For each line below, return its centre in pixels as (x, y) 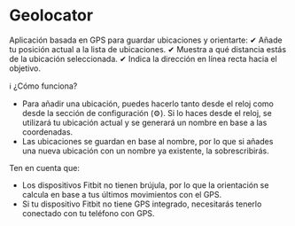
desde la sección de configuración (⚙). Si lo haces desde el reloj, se (147, 113)
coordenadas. (47, 132)
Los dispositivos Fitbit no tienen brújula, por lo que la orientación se (145, 185)
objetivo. (25, 68)
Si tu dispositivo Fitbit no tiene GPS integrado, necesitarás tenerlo (142, 204)
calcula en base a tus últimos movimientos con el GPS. (122, 194)
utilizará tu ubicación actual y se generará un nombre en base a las (144, 122)
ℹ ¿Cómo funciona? (43, 86)
